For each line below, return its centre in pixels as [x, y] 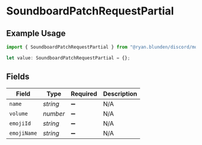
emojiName [23, 133]
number [54, 114]
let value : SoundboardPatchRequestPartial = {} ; [68, 58]
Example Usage [36, 33]
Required [84, 93]
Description [120, 93]
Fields [18, 77]
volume [19, 113]
